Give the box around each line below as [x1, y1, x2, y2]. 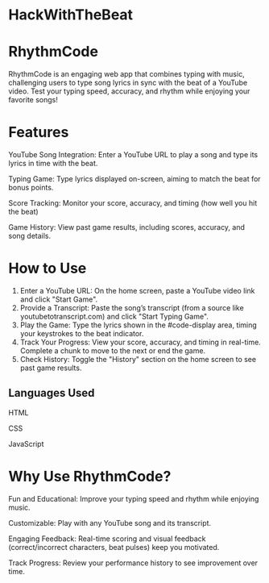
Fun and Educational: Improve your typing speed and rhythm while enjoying [8, 493, 259, 503]
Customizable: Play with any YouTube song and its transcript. [8, 518, 212, 527]
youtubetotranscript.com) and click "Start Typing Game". [19, 312, 209, 321]
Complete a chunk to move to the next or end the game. [19, 346, 206, 356]
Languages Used [8, 386, 95, 400]
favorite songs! [8, 95, 59, 105]
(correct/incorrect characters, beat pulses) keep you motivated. [8, 542, 220, 552]
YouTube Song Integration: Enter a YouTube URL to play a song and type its [8, 150, 259, 160]
